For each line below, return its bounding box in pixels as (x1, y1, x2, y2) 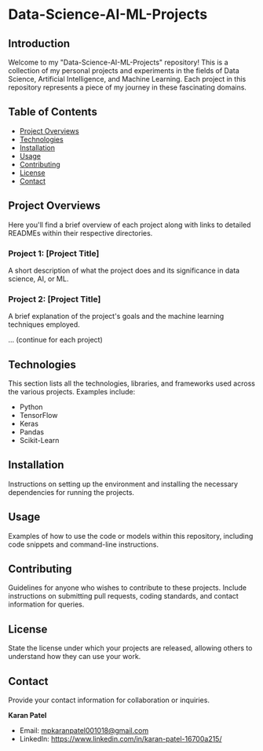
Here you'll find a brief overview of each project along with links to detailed (8, 220, 251, 229)
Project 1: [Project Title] (8, 247, 100, 258)
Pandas (19, 427, 45, 437)
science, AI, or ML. (8, 273, 69, 284)
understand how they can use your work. (8, 652, 141, 661)
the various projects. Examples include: (8, 387, 136, 397)
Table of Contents (8, 105, 98, 119)
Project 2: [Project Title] (8, 293, 101, 304)
